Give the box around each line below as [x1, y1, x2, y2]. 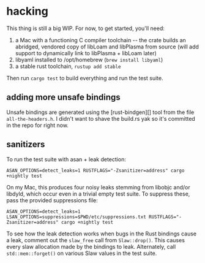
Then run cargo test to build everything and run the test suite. [6, 74, 163, 82]
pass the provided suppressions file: [6, 196, 98, 204]
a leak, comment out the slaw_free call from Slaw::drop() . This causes [6, 236, 185, 243]
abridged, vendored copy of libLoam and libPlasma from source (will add [15, 43, 199, 50]
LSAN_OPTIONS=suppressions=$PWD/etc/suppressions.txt [6, 213, 147, 220]
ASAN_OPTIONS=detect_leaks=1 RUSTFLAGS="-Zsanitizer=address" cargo [6, 167, 185, 173]
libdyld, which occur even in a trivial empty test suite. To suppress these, [6, 190, 190, 197]
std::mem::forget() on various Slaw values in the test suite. [6, 250, 157, 257]
